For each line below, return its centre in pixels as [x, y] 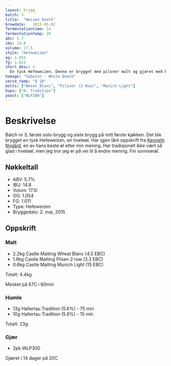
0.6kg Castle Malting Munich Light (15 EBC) [58, 264]
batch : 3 [15, 15]
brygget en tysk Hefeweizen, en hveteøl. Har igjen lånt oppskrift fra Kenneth [85, 140]
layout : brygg [20, 10]
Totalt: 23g [17, 324]
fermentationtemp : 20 [28, 34]
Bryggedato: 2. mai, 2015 [39, 212]
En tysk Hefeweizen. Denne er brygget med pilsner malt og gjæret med [86, 72]
